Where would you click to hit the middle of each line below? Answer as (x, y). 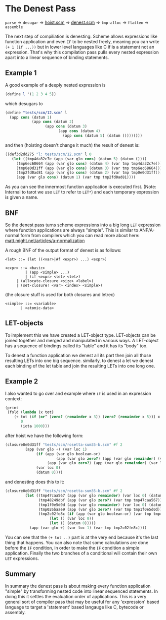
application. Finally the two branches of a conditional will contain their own (81, 553)
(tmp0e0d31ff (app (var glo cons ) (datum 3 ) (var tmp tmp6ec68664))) (89, 168)
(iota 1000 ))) (35, 426)
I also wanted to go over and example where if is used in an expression (78, 393)
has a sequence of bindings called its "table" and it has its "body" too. (77, 346)
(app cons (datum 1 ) (31, 117)
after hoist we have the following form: (44, 435)
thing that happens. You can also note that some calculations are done (77, 542)
